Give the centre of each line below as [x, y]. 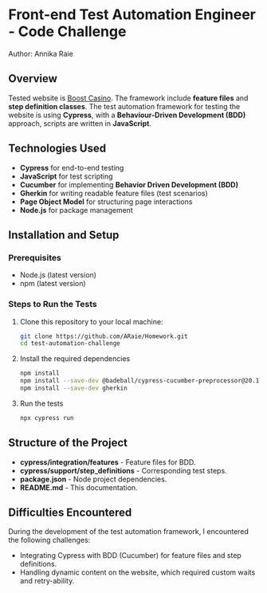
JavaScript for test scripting [66, 176]
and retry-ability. [47, 581]
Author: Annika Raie [41, 53]
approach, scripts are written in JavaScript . [80, 123]
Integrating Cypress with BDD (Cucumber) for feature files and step [130, 556]
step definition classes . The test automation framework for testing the [124, 106]
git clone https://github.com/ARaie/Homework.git [104, 336]
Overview [33, 79]
